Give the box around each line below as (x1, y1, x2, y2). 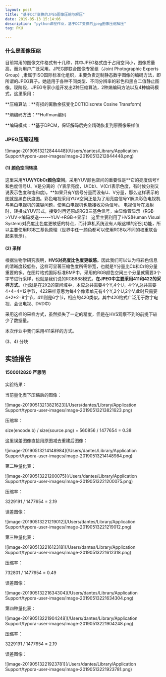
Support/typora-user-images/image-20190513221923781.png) (5, 666, 132, 672)
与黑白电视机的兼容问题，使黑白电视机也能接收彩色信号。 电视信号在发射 (5, 202, 154, 208)
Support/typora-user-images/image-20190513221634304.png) (5, 595, 134, 601)
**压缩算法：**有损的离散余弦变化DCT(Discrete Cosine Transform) (5, 101, 142, 107)
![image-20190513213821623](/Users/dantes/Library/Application (5, 402, 137, 408)
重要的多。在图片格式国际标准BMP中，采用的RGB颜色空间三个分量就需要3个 (5, 269, 161, 276)
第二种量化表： (5, 463, 36, 469)
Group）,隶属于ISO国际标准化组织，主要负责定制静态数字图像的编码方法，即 (5, 72, 161, 78)
